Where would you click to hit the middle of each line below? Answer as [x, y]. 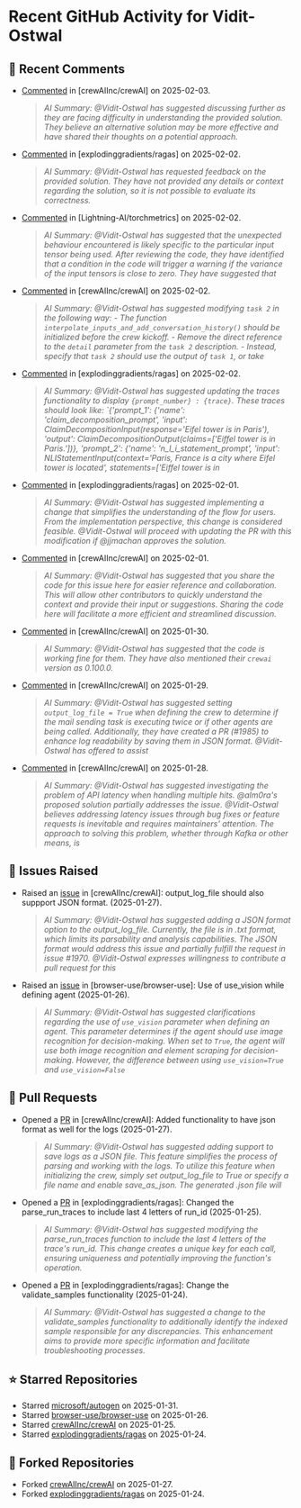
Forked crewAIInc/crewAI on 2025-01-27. [97, 1485]
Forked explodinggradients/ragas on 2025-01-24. [113, 1494]
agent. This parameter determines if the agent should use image [164, 1031]
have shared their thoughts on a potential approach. [141, 136]
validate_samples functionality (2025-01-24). [105, 1295]
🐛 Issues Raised [53, 871]
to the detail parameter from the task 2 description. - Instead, [160, 347]
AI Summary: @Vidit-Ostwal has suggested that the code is [155, 649]
